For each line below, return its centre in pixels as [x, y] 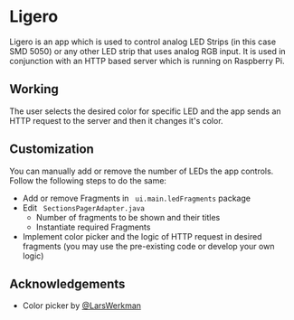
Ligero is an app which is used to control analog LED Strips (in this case [143, 42]
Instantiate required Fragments [93, 227]
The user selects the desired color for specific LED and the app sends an [146, 111]
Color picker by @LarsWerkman [82, 306]
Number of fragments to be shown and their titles [128, 217]
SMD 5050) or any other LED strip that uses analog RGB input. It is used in [148, 51]
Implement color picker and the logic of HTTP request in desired [142, 236]
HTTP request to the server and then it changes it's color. [116, 120]
